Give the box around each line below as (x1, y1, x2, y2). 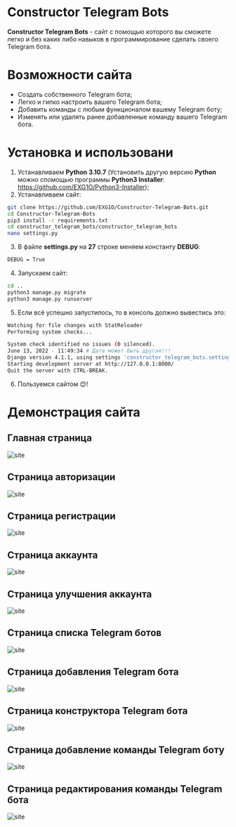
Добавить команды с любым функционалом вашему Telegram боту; (17, 105, 223, 113)
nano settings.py (7, 230, 58, 237)
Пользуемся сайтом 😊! (17, 380, 88, 388)
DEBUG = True (7, 256, 46, 263)
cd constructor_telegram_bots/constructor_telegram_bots (7, 223, 178, 230)
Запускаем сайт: (17, 269, 68, 277)
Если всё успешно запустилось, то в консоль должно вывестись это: (17, 308, 226, 317)
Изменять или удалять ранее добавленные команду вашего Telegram (17, 112, 228, 121)
